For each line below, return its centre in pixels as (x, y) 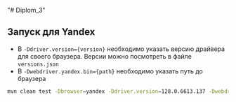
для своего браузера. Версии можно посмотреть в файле (104, 56)
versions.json (38, 64)
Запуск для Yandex (51, 32)
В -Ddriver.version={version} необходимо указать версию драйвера (121, 49)
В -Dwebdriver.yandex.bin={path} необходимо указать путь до (110, 71)
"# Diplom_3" (26, 10)
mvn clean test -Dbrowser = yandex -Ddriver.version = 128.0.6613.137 (106, 91)
